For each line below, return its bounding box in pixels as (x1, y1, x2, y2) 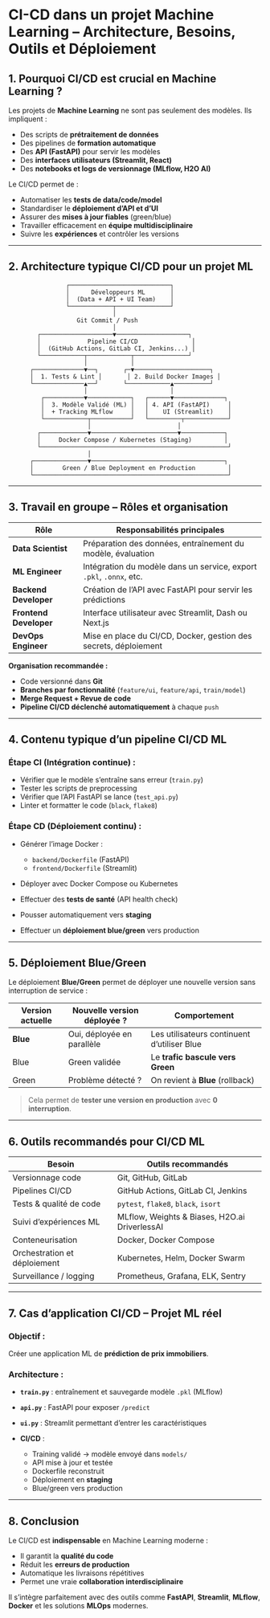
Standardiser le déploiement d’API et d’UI (19, 203, 159, 213)
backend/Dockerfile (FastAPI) (31, 854, 130, 864)
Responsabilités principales (116, 524, 225, 535)
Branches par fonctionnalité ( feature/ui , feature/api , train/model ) (19, 684, 246, 694)
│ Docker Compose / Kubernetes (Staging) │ (37, 435, 228, 443)
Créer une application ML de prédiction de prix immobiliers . (8, 1348, 209, 1359)
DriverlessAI (117, 1221, 164, 1232)
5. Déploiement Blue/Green (8, 956, 147, 970)
